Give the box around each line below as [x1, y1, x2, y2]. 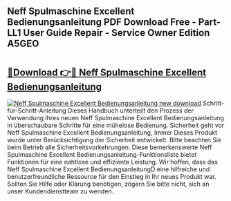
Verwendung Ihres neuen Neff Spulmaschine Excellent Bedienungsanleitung [7, 114, 225, 122]
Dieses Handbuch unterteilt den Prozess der [68, 106, 194, 115]
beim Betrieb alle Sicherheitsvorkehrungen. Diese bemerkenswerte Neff [7, 143, 212, 151]
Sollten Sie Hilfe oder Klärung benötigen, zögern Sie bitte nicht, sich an [7, 180, 210, 188]
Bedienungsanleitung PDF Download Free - [7, 17, 197, 28]
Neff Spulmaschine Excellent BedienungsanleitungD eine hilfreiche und [7, 165, 210, 173]
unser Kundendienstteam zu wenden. [7, 187, 114, 195]
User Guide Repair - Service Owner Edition [23, 27, 210, 39]
